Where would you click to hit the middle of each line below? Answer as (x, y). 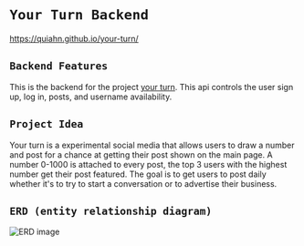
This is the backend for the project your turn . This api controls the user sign (152, 87)
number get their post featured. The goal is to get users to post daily (138, 174)
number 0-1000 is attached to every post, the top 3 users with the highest (148, 164)
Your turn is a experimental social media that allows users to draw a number (152, 145)
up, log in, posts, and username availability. (91, 97)
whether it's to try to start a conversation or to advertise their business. (143, 183)
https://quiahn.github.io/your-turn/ (74, 38)
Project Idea (47, 124)
